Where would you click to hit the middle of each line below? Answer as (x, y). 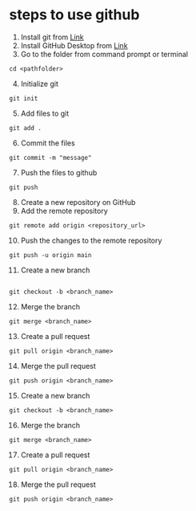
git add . (26, 128)
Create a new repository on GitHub (78, 202)
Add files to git (45, 113)
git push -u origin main (50, 255)
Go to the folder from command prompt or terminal (104, 54)
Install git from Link (52, 37)
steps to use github (74, 15)
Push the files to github (59, 172)
